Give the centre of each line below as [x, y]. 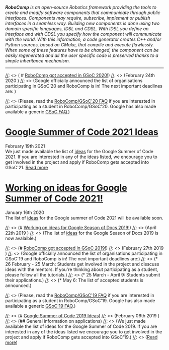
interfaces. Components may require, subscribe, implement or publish [78, 18]
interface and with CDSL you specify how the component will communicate [83, 34]
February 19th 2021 [25, 146]
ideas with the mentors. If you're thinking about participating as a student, [82, 269]
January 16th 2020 [25, 212]
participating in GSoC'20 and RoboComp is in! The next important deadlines [84, 86]
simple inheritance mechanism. [38, 61]
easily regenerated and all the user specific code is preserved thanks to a [82, 55]
